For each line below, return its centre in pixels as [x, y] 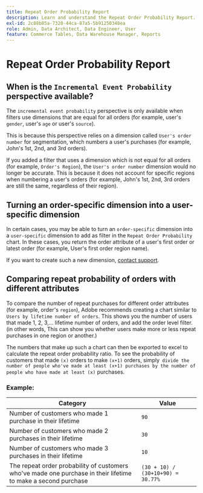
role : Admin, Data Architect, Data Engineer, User [71, 29]
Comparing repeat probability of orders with [91, 279]
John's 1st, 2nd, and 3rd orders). [47, 149]
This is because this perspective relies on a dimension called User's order [99, 136]
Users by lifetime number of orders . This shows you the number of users [99, 316]
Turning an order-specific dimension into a [89, 205]
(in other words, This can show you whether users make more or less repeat [101, 329]
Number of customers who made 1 [59, 414]
